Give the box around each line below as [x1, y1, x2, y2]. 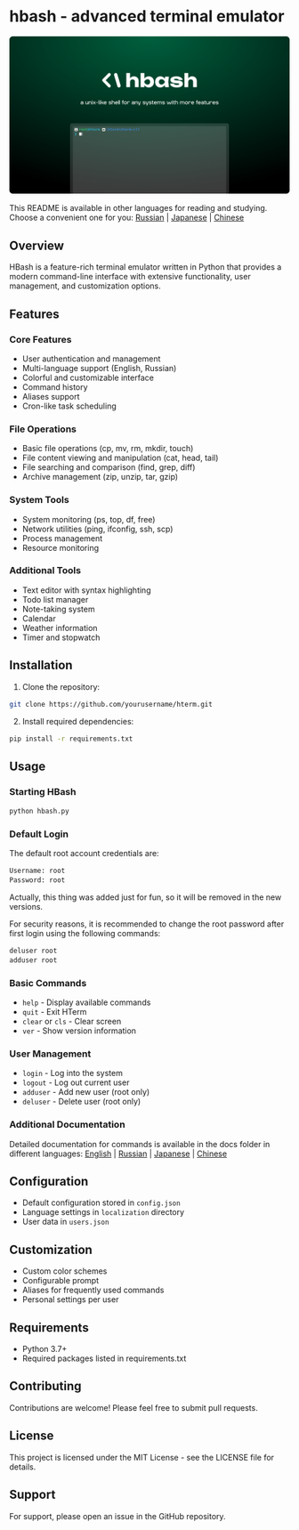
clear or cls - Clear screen [21, 1016, 122, 1027]
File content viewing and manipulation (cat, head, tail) [21, 452, 219, 464]
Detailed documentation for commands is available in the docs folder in [9, 1138, 271, 1149]
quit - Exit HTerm [21, 1007, 87, 1017]
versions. [9, 902, 43, 911]
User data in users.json [21, 1217, 109, 1227]
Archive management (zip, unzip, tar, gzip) [21, 472, 179, 482]
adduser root [9, 955, 58, 965]
